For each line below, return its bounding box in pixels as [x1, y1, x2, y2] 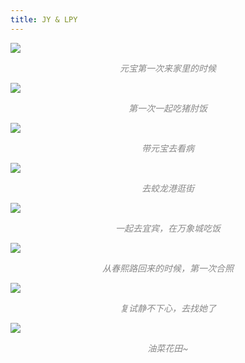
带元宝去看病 [141, 142, 195, 154]
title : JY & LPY [10, 14, 78, 25]
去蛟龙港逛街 [141, 182, 195, 194]
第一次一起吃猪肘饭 [128, 102, 208, 114]
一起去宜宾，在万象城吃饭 [115, 222, 221, 234]
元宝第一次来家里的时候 [119, 62, 217, 74]
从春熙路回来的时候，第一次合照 [102, 262, 234, 274]
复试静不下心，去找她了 [119, 302, 217, 314]
